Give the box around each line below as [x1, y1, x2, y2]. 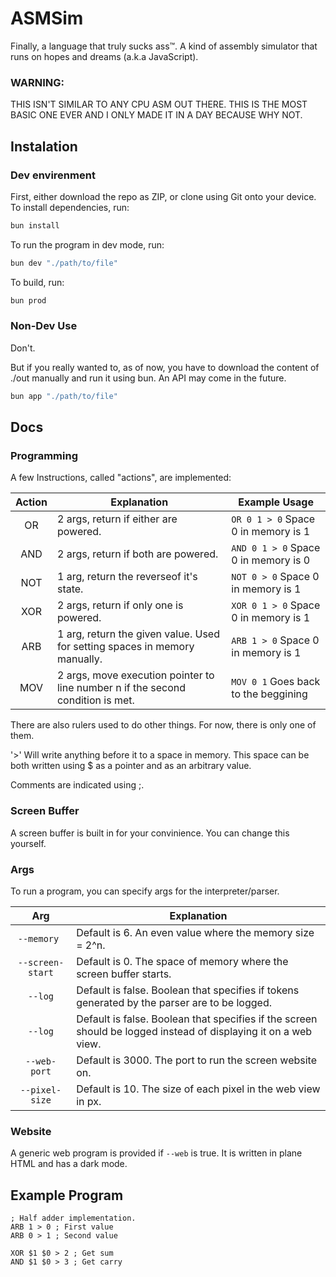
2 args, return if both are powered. [56, 547, 219, 561]
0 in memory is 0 [231, 553, 311, 567]
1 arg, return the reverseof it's [56, 570, 198, 584]
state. [56, 582, 84, 596]
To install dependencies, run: [10, 201, 130, 213]
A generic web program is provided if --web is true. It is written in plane [10, 1147, 303, 1159]
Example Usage [238, 495, 315, 509]
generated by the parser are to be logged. [76, 996, 272, 1009]
